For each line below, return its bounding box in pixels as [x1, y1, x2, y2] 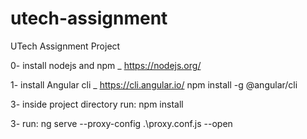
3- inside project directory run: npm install [10, 98, 184, 110]
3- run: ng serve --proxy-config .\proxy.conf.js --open [10, 117, 233, 129]
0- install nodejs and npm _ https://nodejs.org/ [10, 59, 202, 71]
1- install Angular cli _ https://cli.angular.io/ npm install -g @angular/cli [10, 78, 298, 91]
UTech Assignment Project [10, 40, 121, 52]
